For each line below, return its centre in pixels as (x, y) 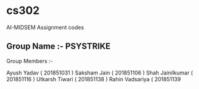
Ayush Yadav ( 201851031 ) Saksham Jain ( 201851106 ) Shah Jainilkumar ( (100, 73)
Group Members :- (30, 61)
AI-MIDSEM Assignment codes (45, 27)
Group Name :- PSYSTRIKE (59, 46)
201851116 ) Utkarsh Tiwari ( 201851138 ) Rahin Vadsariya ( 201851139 (94, 79)
